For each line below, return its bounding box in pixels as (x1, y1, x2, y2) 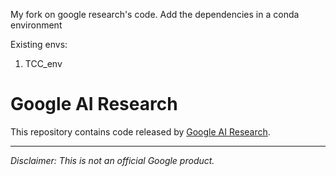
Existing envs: (10, 39, 68, 50)
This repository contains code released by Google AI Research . (10, 125, 271, 138)
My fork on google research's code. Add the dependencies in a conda (10, 9, 300, 20)
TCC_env (24, 58, 63, 69)
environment (10, 19, 63, 31)
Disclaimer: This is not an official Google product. (10, 154, 215, 166)
